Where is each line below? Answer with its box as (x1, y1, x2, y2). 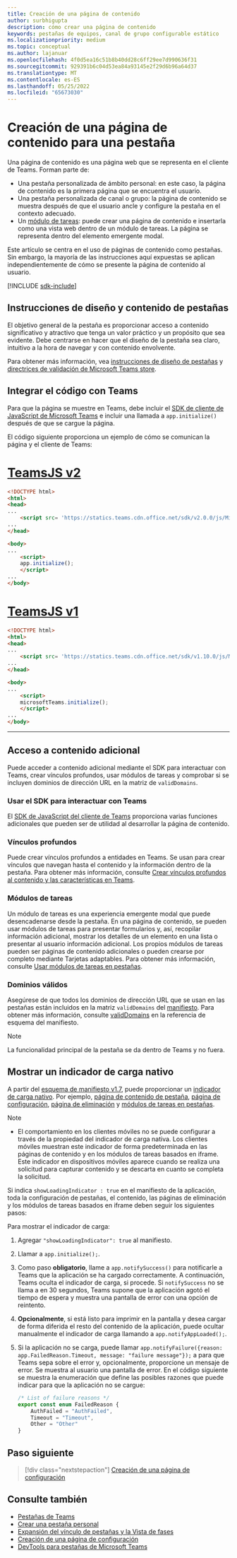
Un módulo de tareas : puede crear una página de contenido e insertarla (17, 217, 226, 225)
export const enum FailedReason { (17, 1400, 119, 1408)
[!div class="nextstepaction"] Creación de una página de (24, 1465, 190, 1474)
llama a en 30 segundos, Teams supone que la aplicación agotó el (17, 1285, 210, 1294)
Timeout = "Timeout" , (30, 1414, 94, 1421)
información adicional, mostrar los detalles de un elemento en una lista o (7, 932, 219, 940)
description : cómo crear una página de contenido (7, 23, 157, 30)
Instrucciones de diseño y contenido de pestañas (7, 302, 229, 314)
